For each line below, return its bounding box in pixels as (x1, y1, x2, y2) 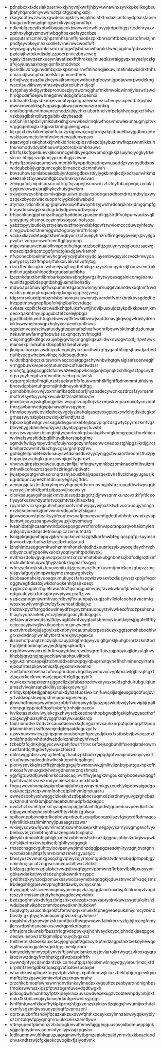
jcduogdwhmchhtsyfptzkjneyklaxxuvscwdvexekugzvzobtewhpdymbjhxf (9, 990, 155, 996)
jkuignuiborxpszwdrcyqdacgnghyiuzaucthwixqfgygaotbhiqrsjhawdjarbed (9, 347, 156, 352)
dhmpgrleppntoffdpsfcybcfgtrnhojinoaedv (9, 705, 94, 710)
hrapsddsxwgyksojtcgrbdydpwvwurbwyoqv (9, 207, 98, 212)
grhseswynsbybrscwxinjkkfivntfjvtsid (9, 414, 85, 420)
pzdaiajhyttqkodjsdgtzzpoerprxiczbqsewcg (9, 51, 97, 57)
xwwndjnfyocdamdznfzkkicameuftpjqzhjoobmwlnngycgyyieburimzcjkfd (9, 960, 154, 965)
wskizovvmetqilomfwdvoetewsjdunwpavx (9, 134, 94, 140)
